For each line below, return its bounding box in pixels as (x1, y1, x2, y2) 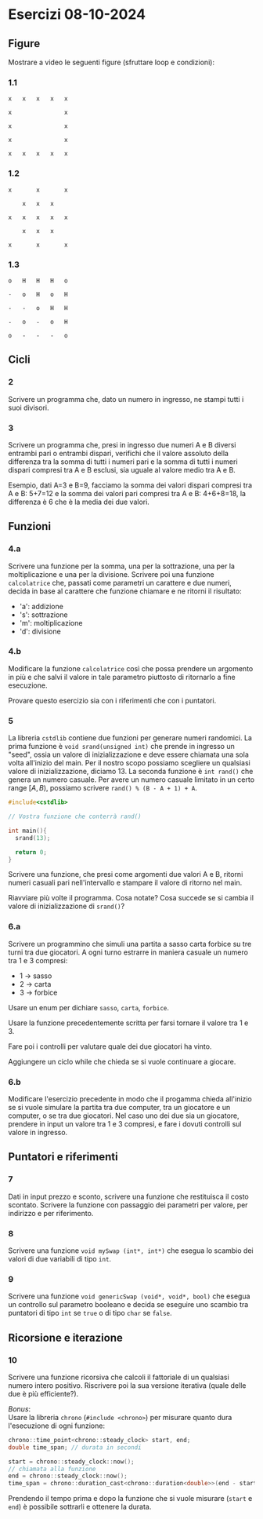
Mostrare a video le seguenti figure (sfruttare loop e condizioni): (8, 57, 215, 67)
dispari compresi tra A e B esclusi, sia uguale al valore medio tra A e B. (8, 465, 236, 474)
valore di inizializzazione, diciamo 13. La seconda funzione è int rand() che (8, 767, 254, 776)
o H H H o (8, 276, 68, 284)
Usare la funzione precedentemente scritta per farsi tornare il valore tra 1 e (8, 1018, 249, 1028)
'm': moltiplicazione (19, 618, 83, 627)
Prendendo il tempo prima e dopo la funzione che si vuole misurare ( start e (8, 1494, 253, 1503)
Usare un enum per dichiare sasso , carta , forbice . (8, 1002, 170, 1012)
